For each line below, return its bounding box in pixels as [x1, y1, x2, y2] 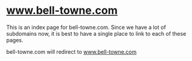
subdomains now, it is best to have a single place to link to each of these [6, 30, 187, 37]
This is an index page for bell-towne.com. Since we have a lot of [6, 24, 166, 31]
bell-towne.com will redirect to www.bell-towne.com [6, 48, 137, 55]
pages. [6, 36, 24, 43]
